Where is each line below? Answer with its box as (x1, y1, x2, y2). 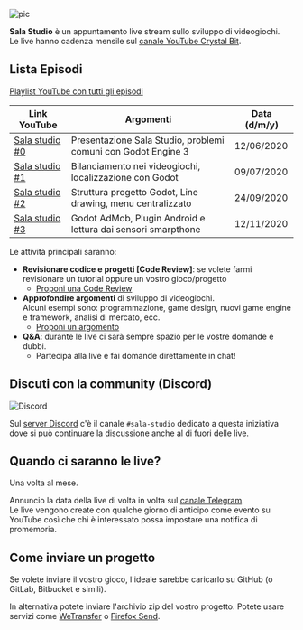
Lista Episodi (9, 61, 83, 77)
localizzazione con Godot (70, 171, 179, 183)
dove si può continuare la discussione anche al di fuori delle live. (9, 428, 250, 438)
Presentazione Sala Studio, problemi (70, 134, 225, 146)
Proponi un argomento (35, 321, 120, 332)
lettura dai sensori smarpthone (70, 222, 201, 235)
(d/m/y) (244, 118, 280, 131)
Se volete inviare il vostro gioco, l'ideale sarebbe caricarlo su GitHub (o (9, 574, 273, 585)
